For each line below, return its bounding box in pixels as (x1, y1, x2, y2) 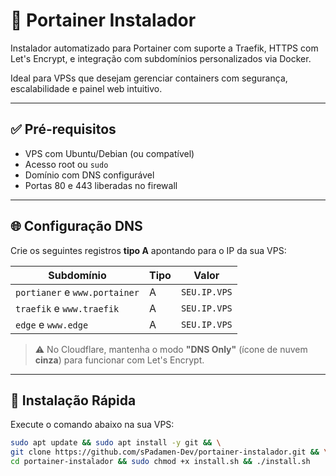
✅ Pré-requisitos (10, 121, 117, 138)
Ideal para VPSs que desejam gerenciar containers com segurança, (10, 72, 288, 84)
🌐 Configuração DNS (10, 218, 143, 235)
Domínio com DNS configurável (24, 169, 155, 181)
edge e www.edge (15, 317, 89, 331)
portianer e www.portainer (15, 285, 140, 299)
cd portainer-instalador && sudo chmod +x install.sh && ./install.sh (10, 457, 311, 467)
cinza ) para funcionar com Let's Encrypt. (34, 354, 205, 366)
